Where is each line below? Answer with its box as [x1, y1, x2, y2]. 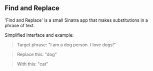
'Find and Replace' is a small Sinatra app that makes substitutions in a [4, 17, 148, 23]
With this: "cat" [16, 61, 48, 67]
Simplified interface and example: [4, 32, 74, 38]
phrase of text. [4, 22, 35, 28]
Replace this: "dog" [16, 51, 57, 57]
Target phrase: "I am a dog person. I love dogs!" [16, 42, 116, 48]
